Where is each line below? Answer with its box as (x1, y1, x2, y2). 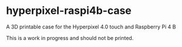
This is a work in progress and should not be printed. (6, 34, 134, 41)
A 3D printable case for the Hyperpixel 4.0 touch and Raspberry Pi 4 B (6, 23, 176, 30)
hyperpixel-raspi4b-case (6, 4, 132, 17)
